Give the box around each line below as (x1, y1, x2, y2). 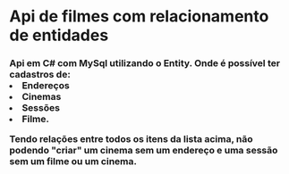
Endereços (21, 79, 70, 92)
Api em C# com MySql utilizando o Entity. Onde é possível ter (9, 57, 280, 70)
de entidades (9, 25, 109, 46)
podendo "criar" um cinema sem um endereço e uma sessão (9, 145, 278, 157)
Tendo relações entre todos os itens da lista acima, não (9, 133, 253, 145)
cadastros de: (9, 69, 72, 81)
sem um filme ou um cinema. (9, 155, 137, 168)
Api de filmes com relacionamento (9, 6, 269, 27)
